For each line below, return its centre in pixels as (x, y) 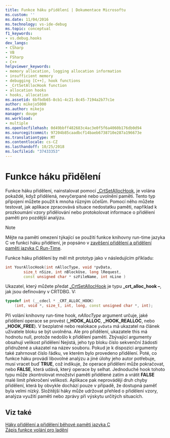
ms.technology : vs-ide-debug (36, 24)
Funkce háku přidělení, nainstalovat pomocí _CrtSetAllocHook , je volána (80, 190)
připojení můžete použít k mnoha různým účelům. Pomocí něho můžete (80, 201)
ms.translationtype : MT (30, 138)
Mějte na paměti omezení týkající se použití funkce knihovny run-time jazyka (85, 237)
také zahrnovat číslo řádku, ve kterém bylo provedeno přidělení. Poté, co (81, 353)
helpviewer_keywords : (28, 66)
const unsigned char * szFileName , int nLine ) (75, 277)
